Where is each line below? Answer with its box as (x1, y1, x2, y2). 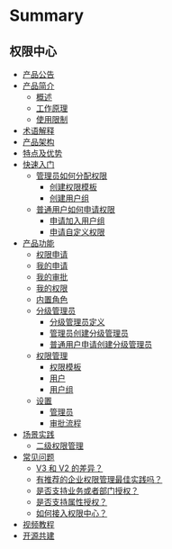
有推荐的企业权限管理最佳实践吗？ (35, 474, 163, 484)
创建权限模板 (49, 182, 97, 192)
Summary (9, 5, 84, 26)
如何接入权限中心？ (35, 508, 108, 518)
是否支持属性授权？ (35, 497, 108, 507)
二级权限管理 (35, 440, 84, 451)
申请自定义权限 (49, 227, 105, 237)
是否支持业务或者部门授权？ (35, 485, 140, 496)
